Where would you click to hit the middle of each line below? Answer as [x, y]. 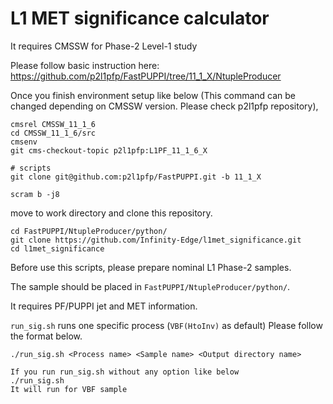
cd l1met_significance [57, 248]
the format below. [46, 336]
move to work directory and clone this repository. [111, 213]
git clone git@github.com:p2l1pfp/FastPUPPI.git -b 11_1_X [136, 177]
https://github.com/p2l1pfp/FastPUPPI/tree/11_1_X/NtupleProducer [146, 76]
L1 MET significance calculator [140, 18]
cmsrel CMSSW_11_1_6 [53, 124]
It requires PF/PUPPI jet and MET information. [104, 306]
